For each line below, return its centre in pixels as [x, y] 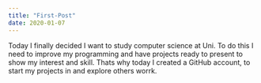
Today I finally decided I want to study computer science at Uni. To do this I [131, 45]
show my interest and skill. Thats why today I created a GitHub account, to [129, 62]
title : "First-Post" [42, 15]
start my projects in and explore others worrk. [83, 70]
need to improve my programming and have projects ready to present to [126, 54]
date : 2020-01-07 [37, 23]
